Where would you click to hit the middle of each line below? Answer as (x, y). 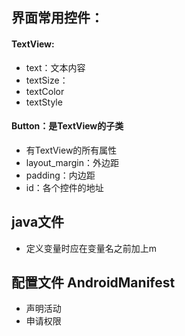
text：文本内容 (55, 67)
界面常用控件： (57, 18)
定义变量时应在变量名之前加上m (91, 248)
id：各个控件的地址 (64, 187)
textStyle (44, 102)
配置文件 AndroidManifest (93, 282)
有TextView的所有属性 (71, 150)
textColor (45, 91)
